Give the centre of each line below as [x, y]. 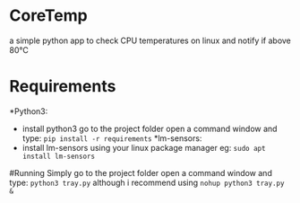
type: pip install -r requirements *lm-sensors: [112, 138]
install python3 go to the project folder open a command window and [150, 128]
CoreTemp [48, 16]
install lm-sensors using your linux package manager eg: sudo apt [144, 147]
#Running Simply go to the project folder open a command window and [141, 172]
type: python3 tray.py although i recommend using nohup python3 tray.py [147, 182]
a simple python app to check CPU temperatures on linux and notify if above [150, 40]
